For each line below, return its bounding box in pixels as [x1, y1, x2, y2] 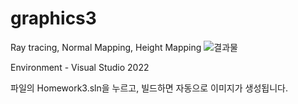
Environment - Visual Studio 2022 [10, 61, 150, 73]
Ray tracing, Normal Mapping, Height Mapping [10, 41, 202, 53]
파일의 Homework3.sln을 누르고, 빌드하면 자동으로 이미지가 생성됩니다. [10, 82, 288, 94]
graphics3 [10, 7, 97, 30]
